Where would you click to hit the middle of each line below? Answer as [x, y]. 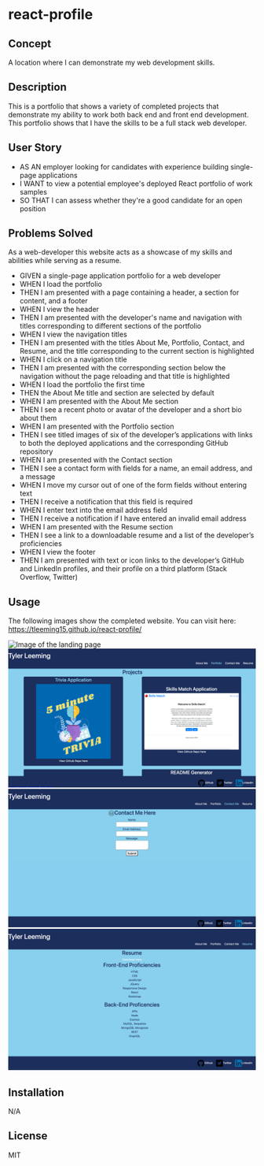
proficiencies [41, 544]
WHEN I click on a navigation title [73, 359]
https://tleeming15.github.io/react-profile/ [75, 629]
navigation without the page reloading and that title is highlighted [125, 377]
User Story [35, 148]
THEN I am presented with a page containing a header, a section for [129, 292]
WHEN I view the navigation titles [73, 334]
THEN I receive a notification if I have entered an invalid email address [133, 518]
